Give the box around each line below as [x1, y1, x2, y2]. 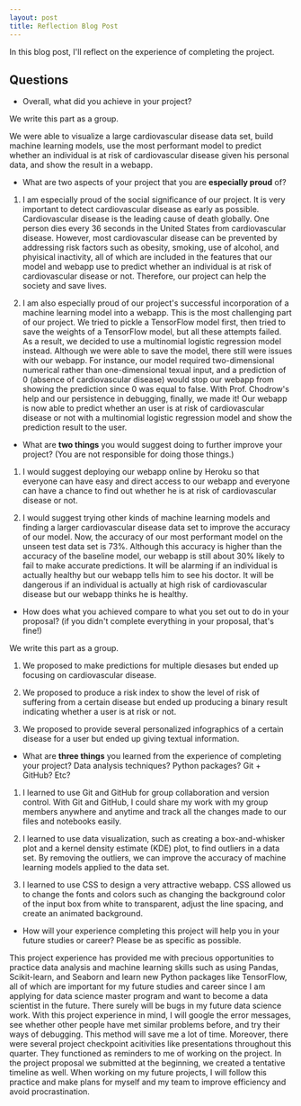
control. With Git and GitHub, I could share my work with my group [22, 797, 269, 807]
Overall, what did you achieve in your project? [22, 96, 192, 107]
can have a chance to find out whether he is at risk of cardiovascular [22, 486, 277, 496]
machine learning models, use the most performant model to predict [9, 140, 262, 151]
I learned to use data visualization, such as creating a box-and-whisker [22, 834, 286, 844]
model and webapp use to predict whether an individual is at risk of [22, 262, 272, 272]
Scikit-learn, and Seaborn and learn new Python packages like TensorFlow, [9, 972, 288, 983]
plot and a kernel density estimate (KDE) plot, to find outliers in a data [22, 843, 280, 854]
